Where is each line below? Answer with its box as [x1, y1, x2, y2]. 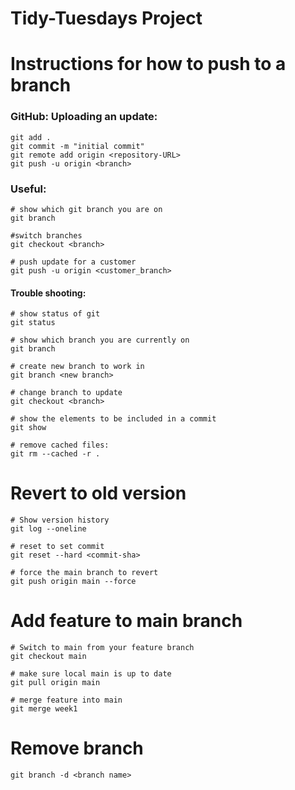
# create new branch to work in [10, 362, 145, 372]
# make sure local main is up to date [10, 669, 172, 679]
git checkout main [10, 652, 87, 662]
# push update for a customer [10, 257, 137, 267]
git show [10, 423, 47, 433]
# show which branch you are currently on [10, 335, 190, 346]
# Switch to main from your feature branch [10, 643, 195, 653]
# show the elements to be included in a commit [10, 414, 217, 424]
